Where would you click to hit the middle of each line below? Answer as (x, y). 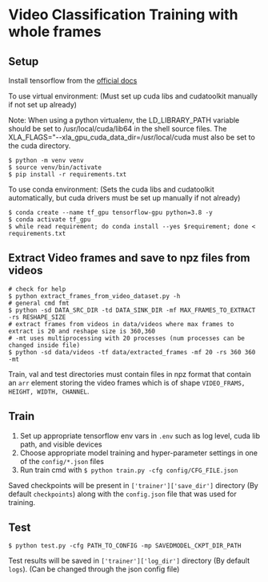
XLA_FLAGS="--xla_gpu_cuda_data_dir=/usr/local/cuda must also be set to (132, 137)
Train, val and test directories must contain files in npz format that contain (130, 374)
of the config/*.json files (62, 461)
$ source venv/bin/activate (55, 168)
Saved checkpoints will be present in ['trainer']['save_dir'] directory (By (133, 485)
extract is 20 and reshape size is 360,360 (82, 331)
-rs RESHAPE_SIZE (37, 317)
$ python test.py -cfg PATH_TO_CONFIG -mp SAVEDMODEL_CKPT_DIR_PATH (125, 546)
